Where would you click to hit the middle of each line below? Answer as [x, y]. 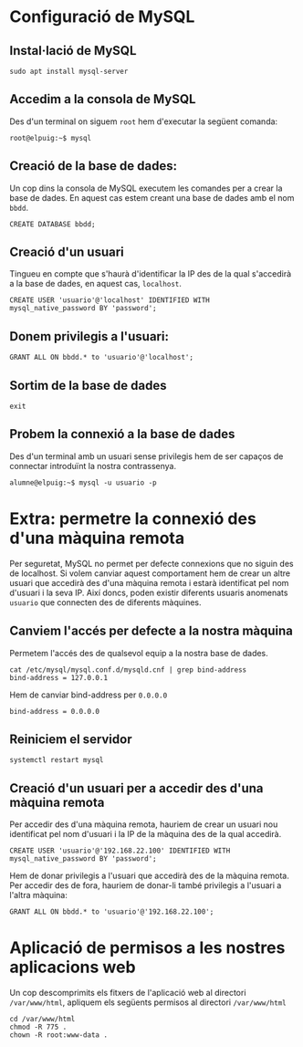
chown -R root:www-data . [58, 1035]
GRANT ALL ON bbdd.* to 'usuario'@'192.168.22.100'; [112, 912]
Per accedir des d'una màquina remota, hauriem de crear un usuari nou [144, 824]
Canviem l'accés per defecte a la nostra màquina [151, 631]
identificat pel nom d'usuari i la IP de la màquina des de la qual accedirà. [146, 834]
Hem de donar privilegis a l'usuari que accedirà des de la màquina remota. [149, 876]
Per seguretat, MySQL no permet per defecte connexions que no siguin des [151, 563]
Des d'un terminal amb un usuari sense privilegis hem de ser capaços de [146, 456]
